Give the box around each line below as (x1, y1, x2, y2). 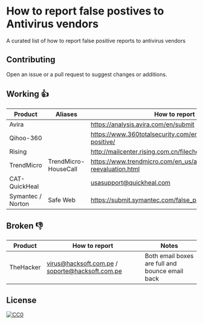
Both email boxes (144, 252, 194, 261)
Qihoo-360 (9, 134, 42, 142)
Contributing (6, 54, 56, 65)
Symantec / (9, 192, 42, 200)
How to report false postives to (6, 4, 164, 18)
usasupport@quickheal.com (90, 178, 171, 187)
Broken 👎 (6, 221, 43, 231)
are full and (144, 259, 177, 268)
